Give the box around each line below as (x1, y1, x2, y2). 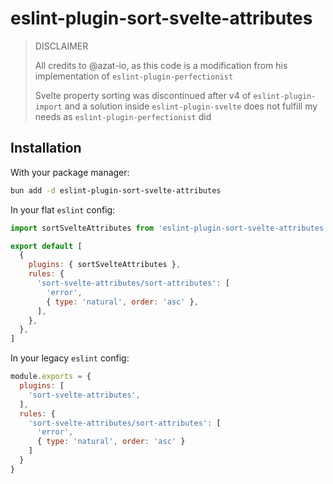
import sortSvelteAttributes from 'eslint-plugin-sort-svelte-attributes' (10, 223, 329, 233)
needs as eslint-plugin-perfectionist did (34, 110, 212, 122)
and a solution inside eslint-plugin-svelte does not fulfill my (64, 100, 318, 112)
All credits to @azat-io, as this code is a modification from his (34, 59, 288, 71)
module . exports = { (10, 372, 92, 382)
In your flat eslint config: (10, 203, 116, 216)
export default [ (10, 241, 83, 251)
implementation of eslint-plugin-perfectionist (34, 70, 234, 82)
